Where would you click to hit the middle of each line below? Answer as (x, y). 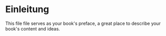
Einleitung (27, 9)
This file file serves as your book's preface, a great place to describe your (83, 23)
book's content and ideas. (33, 28)
